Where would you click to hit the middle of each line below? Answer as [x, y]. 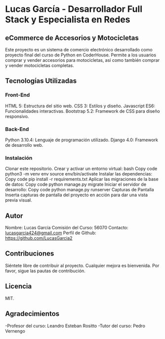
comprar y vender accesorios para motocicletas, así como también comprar [82, 60]
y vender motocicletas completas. [40, 65]
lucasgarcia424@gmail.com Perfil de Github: [51, 233]
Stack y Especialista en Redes [68, 20]
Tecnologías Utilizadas [41, 81]
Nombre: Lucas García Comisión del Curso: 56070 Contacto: [67, 228]
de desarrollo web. [24, 145]
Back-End [17, 129]
